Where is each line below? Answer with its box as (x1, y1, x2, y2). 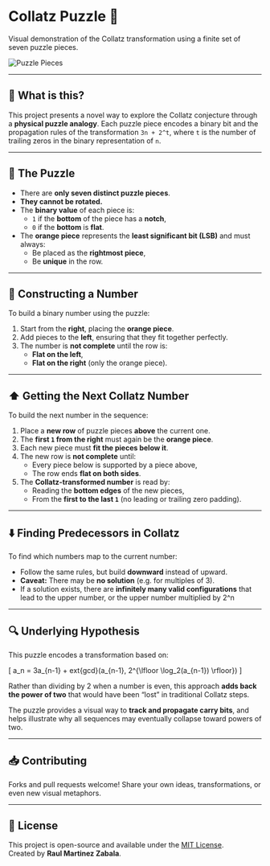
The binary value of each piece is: (19, 205, 135, 215)
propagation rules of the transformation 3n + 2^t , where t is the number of (8, 127, 256, 137)
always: (19, 239, 46, 248)
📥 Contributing (8, 754, 88, 768)
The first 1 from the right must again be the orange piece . (19, 434, 214, 445)
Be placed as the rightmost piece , (31, 248, 146, 257)
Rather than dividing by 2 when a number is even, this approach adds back (8, 681, 257, 691)
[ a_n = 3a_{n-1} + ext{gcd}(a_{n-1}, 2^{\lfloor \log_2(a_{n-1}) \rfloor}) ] (8, 665, 243, 675)
